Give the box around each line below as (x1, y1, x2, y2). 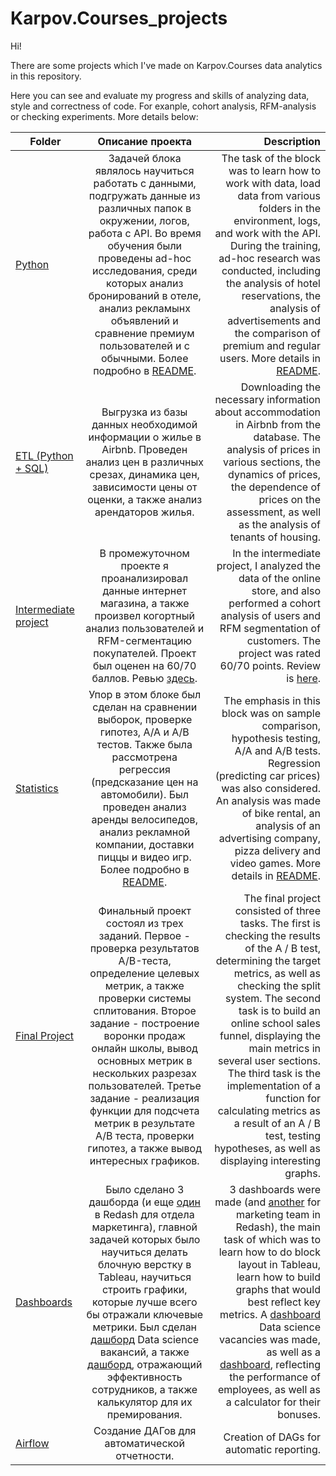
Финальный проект (98, 903, 192, 917)
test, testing (265, 1128, 321, 1142)
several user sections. (217, 1053, 321, 1067)
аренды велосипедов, (91, 812, 198, 826)
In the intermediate (232, 546, 321, 560)
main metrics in (248, 1041, 321, 1055)
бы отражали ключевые (86, 1307, 204, 1321)
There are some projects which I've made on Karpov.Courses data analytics (10, 59, 323, 71)
